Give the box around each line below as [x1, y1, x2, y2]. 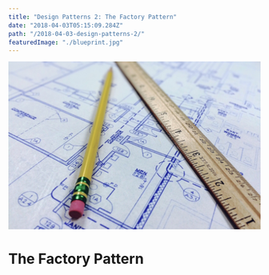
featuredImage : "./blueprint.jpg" [8, 38, 124, 46]
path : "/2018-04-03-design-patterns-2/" [8, 30, 146, 38]
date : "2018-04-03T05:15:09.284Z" [8, 21, 124, 30]
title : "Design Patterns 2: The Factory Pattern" [8, 13, 178, 21]
